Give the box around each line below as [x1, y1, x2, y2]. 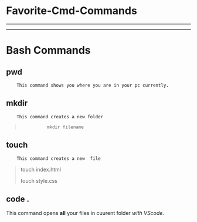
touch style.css [20, 177, 57, 184]
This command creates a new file [16, 155, 101, 162]
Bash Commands [6, 44, 91, 57]
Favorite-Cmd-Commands [6, 4, 138, 18]
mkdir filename [46, 124, 84, 130]
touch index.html [20, 166, 62, 173]
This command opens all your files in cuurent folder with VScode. [6, 210, 164, 217]
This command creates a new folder [16, 114, 104, 119]
